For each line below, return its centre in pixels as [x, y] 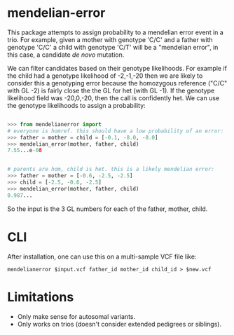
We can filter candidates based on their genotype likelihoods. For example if [117, 68]
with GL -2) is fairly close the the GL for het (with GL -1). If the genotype [111, 90]
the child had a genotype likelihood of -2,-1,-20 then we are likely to [105, 76]
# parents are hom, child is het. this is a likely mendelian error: [111, 170]
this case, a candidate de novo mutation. [66, 55]
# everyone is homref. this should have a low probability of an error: [116, 131]
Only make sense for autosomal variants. [76, 316]
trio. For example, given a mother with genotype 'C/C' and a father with [110, 39]
